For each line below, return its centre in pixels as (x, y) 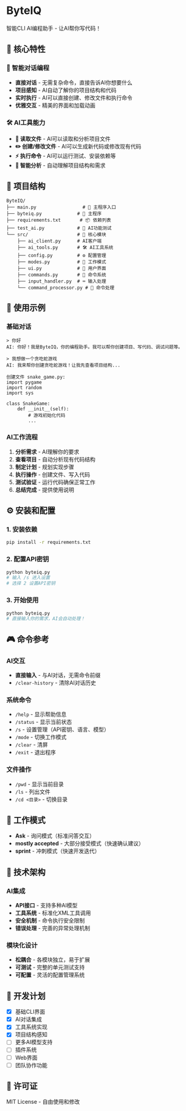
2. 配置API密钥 (28, 559)
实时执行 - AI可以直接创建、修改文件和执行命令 (74, 97)
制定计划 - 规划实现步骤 (45, 467)
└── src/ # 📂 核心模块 (56, 235)
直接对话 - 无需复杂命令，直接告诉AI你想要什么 (74, 82)
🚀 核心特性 (26, 49)
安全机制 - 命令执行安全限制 (50, 921)
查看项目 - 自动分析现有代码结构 (55, 459)
